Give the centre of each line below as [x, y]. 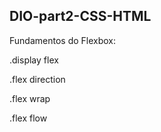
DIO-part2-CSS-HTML [80, 16]
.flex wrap [30, 98]
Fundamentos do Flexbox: [63, 40]
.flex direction [37, 79]
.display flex [34, 60]
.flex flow [28, 118]
